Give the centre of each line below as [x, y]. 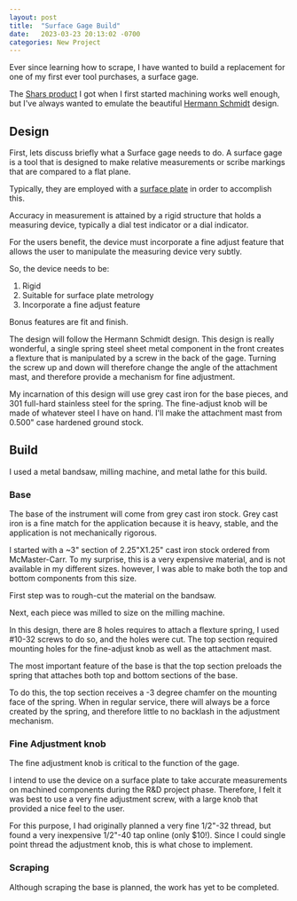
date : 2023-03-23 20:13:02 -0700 [75, 34]
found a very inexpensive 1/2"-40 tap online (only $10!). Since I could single [148, 835]
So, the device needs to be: [59, 269]
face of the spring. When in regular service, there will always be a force [140, 702]
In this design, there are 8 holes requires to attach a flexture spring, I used [144, 630]
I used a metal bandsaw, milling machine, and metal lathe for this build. [138, 471]
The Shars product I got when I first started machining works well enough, [145, 94]
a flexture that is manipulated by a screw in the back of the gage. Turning [143, 358]
